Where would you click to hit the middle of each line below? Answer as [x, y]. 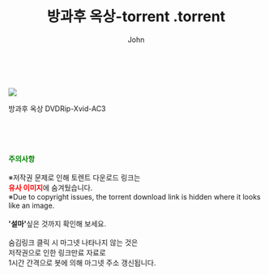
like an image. [32, 205]
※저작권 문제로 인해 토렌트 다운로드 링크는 [75, 177]
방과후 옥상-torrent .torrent [136, 17]
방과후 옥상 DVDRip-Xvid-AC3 [58, 108]
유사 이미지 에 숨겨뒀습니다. [51, 187]
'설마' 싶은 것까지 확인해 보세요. [58, 223]
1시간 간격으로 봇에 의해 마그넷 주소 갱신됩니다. [82, 262]
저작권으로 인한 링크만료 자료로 [58, 252]
